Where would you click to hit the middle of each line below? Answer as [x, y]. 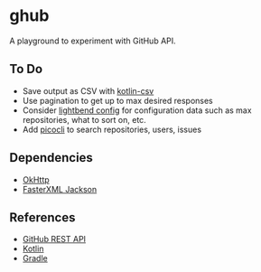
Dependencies [51, 158]
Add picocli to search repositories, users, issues [112, 129]
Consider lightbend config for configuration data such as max [137, 110]
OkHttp [36, 179]
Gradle [35, 258]
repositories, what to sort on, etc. [84, 119]
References [42, 217]
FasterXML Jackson [60, 189]
